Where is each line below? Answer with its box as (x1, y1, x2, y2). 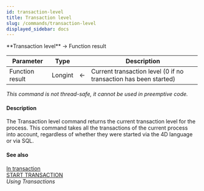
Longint (51, 71, 74, 80)
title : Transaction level (6, 15, 72, 21)
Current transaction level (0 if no (90, 68, 184, 76)
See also (6, 151, 29, 159)
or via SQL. (6, 137, 35, 145)
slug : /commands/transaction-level (6, 20, 97, 26)
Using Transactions (6, 178, 56, 185)
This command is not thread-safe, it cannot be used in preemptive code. (6, 91, 188, 98)
